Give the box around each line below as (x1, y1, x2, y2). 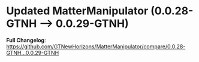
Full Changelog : (6, 36, 46, 44)
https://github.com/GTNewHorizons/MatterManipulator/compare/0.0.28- (6, 43, 186, 50)
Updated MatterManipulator (6, 4, 149, 18)
